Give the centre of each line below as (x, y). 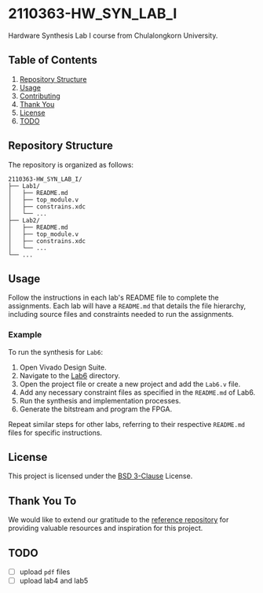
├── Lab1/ (24, 186)
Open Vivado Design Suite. (63, 367)
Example (25, 335)
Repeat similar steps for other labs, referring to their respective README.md (127, 424)
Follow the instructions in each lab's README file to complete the (114, 298)
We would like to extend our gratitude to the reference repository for (119, 520)
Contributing (40, 96)
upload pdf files (45, 572)
